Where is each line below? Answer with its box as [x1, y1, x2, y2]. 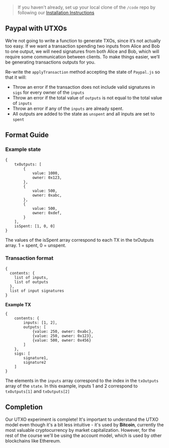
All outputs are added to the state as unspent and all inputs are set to [12, 110, 155, 117]
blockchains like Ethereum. [5, 437, 62, 443]
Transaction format [5, 255, 54, 262]
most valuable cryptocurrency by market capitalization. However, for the [5, 427, 155, 433]
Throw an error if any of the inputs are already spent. [12, 105, 124, 111]
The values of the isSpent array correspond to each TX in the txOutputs [5, 237, 154, 243]
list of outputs [14, 279, 49, 285]
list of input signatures [10, 288, 65, 293]
